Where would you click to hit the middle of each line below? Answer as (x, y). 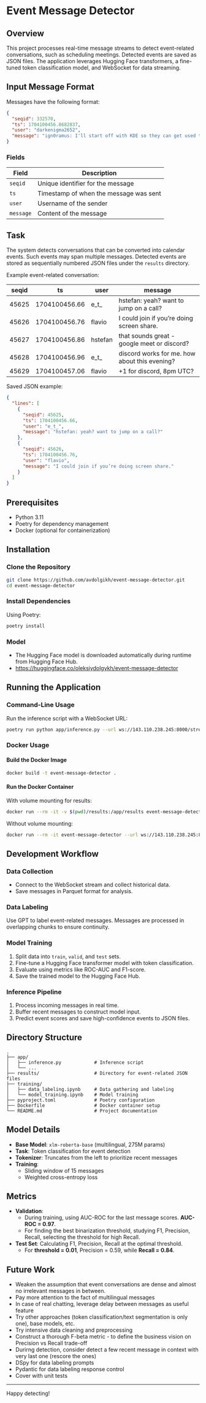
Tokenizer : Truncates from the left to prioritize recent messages (96, 1157)
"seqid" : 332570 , (34, 119)
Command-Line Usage (40, 705)
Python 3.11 (29, 517)
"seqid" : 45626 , (43, 449)
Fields (16, 157)
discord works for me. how (157, 354)
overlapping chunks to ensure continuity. (58, 927)
